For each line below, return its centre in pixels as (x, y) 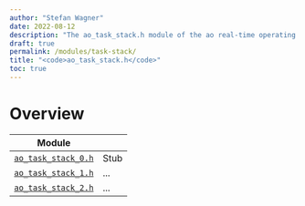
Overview (47, 114)
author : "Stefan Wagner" (57, 18)
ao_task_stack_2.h (54, 187)
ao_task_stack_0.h (54, 158)
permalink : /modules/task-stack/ (73, 52)
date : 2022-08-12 (42, 26)
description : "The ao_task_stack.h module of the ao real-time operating (153, 35)
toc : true (28, 69)
